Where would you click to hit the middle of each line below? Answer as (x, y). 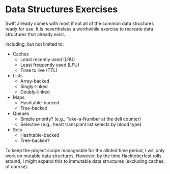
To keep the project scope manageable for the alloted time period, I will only (85, 150)
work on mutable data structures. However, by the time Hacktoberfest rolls (83, 156)
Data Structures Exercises (62, 9)
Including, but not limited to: (35, 44)
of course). (17, 166)
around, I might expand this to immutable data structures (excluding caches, (85, 161)
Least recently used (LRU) (48, 59)
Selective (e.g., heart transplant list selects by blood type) (81, 124)
